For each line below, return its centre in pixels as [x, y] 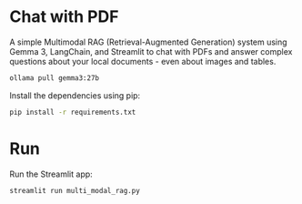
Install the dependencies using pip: [75, 95]
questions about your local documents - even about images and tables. [143, 61]
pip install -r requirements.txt [73, 112]
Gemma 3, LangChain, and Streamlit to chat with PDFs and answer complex [151, 51]
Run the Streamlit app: [51, 174]
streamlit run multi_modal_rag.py [75, 190]
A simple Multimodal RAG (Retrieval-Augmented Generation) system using [149, 42]
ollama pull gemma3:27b [55, 78]
